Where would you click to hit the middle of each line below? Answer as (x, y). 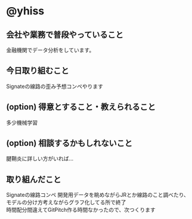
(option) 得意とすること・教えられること (81, 107)
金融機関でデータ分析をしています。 (50, 50)
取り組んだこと (34, 179)
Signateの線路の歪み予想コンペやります (55, 86)
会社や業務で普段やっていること (65, 34)
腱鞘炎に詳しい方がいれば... (40, 159)
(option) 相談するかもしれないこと (69, 143)
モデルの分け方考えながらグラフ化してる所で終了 (66, 202)
